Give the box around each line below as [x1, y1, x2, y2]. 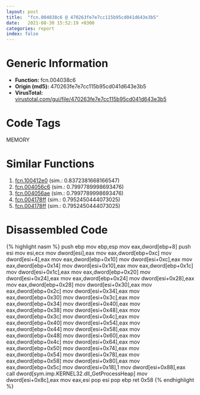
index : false [6, 31, 39, 37]
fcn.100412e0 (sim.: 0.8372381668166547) [14, 177, 120, 184]
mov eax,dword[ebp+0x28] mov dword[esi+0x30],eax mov [6, 281, 152, 288]
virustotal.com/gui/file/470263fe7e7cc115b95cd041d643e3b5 [14, 96, 167, 103]
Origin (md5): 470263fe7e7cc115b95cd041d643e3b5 [14, 83, 146, 90]
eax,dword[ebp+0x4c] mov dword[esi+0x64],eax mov [6, 338, 140, 345]
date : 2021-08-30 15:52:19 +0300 [6, 20, 95, 26]
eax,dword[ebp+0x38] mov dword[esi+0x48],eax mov [6, 306, 140, 314]
